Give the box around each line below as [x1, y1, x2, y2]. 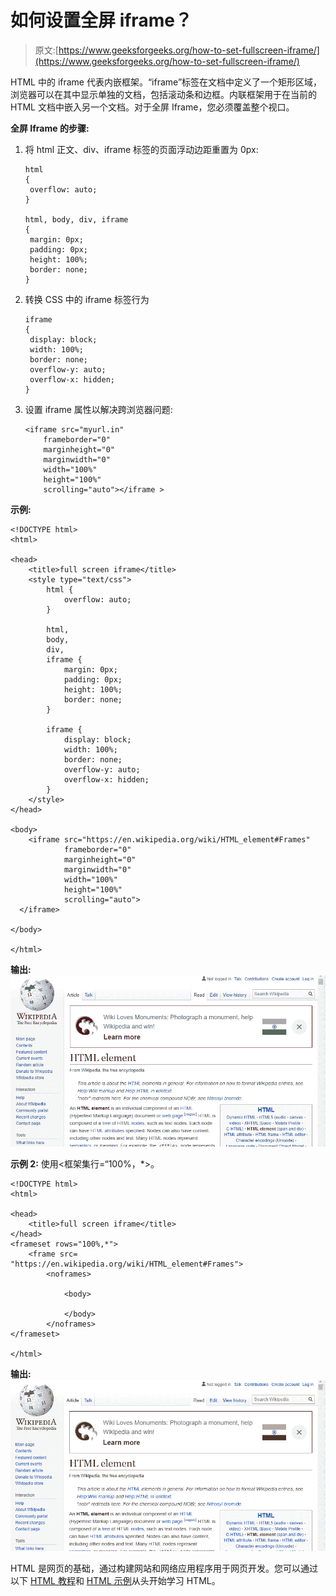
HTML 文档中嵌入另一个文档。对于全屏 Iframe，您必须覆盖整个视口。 [10, 101, 295, 113]
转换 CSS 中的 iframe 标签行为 [24, 293, 150, 305]
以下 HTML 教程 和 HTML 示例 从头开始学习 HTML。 [10, 1575, 221, 1587]
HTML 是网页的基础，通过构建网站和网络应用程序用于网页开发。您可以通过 [10, 1562, 318, 1575]
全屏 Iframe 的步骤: [10, 122, 90, 134]
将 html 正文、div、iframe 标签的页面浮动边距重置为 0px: [24, 143, 259, 155]
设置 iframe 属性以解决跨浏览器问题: [24, 403, 173, 415]
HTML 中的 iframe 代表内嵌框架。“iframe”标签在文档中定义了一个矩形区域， [10, 76, 323, 88]
